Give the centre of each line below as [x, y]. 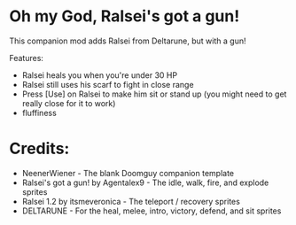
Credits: [39, 149]
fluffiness [39, 112]
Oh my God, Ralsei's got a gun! [125, 16]
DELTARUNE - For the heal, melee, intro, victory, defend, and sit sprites [152, 211]
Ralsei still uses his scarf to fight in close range [108, 84]
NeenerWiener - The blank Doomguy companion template [128, 173]
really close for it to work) [69, 103]
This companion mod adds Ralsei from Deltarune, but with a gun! [128, 41]
